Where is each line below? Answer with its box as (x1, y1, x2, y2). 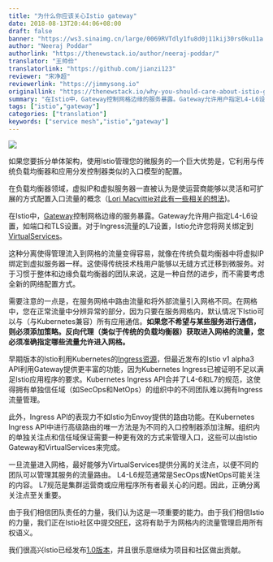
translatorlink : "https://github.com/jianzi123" (8, 65, 176, 73)
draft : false (8, 27, 53, 35)
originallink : (8, 87, 57, 96)
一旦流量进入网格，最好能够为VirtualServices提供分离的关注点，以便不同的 (8, 460, 259, 469)
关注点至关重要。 (8, 490, 66, 499)
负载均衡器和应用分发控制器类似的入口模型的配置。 (15, 166, 187, 175)
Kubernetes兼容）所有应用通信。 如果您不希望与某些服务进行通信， (36, 316, 261, 326)
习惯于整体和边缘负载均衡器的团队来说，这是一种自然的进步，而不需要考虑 (15, 269, 265, 279)
